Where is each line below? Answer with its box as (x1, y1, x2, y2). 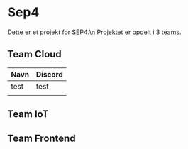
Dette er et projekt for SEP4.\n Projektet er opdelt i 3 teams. (7, 28, 182, 36)
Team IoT (7, 108, 49, 121)
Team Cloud (7, 48, 62, 60)
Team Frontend (7, 132, 76, 144)
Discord (35, 69, 64, 79)
